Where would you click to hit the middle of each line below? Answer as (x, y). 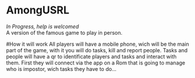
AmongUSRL (38, 10)
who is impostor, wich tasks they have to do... (61, 69)
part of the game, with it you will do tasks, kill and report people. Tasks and (97, 50)
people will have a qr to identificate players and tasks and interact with (92, 56)
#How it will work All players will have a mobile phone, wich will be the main (98, 44)
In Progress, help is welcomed (43, 26)
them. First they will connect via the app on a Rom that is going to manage (96, 63)
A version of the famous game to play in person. (64, 32)
